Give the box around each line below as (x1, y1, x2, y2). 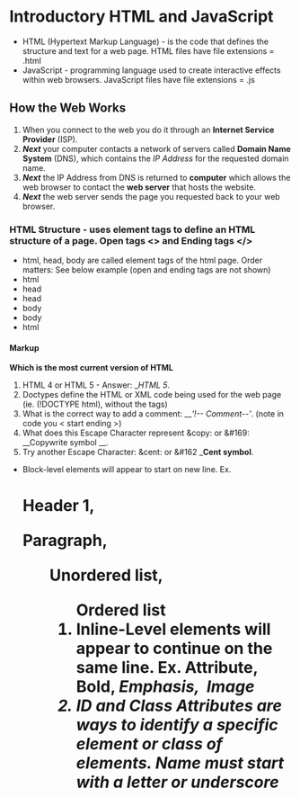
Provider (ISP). (22, 133, 78, 145)
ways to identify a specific (75, 715, 278, 735)
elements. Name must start (75, 753, 285, 774)
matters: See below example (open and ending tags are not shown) (22, 264, 271, 275)
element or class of (75, 734, 223, 755)
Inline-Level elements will (75, 619, 271, 640)
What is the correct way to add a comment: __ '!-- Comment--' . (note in (22, 408, 285, 419)
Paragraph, (22, 531, 108, 551)
